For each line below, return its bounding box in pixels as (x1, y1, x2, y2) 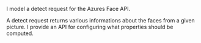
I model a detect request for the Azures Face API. (6, 5, 130, 12)
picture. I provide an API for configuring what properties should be (6, 24, 174, 30)
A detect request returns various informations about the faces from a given (6, 17, 196, 24)
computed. (6, 30, 34, 37)
